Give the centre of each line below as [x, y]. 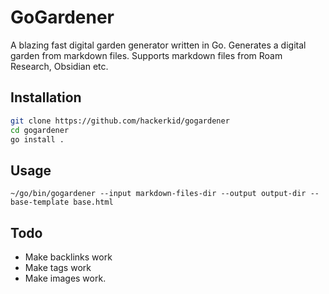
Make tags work [58, 267]
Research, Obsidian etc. [59, 66]
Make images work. [65, 278]
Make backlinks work [68, 257]
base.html [93, 202]
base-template [40, 202]
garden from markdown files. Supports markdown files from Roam [146, 55]
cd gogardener [40, 130]
